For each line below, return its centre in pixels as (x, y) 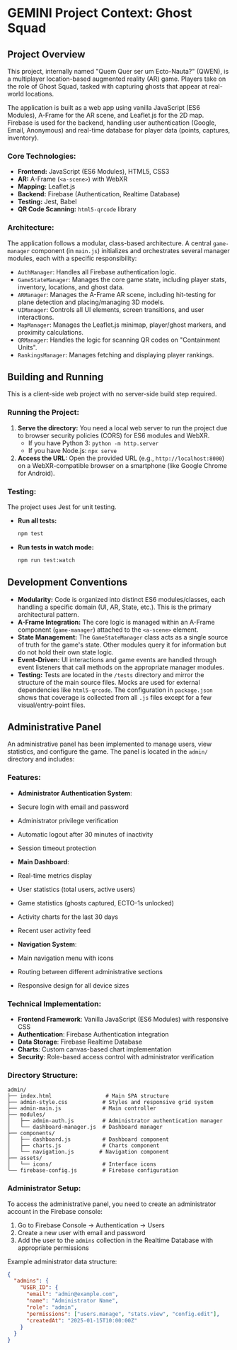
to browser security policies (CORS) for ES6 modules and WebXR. (114, 435)
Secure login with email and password (73, 807)
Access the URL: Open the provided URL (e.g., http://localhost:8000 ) (121, 458)
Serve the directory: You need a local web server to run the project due (122, 428)
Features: (24, 778)
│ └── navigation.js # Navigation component (88, 1152)
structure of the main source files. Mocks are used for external (109, 682)
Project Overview (46, 54)
